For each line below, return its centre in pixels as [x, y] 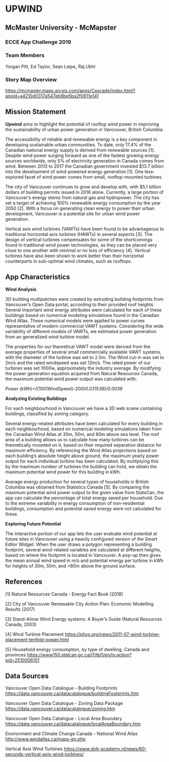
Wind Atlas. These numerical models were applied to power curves [75, 320]
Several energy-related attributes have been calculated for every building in [84, 423]
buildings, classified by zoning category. [47, 414]
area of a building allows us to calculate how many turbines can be [75, 439]
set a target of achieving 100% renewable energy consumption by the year [83, 203]
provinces [16, 655]
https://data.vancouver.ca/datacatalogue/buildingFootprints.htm [72, 694]
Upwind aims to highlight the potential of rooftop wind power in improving [82, 124]
